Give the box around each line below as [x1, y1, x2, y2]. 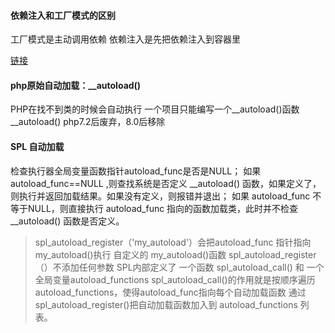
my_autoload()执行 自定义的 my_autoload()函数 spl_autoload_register [34, 248, 317, 260]
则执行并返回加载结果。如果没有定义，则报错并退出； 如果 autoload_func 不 [10, 190, 322, 202]
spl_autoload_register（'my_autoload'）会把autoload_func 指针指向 [34, 236, 312, 248]
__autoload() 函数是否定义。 [10, 215, 125, 227]
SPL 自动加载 [10, 141, 65, 152]
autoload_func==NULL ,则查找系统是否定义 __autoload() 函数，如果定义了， [10, 177, 322, 189]
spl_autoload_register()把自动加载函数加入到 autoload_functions [34, 298, 298, 310]
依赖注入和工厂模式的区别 [10, 9, 116, 21]
